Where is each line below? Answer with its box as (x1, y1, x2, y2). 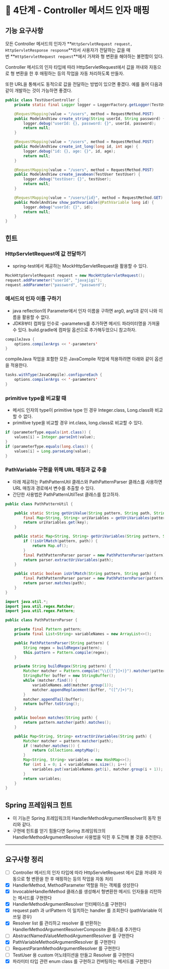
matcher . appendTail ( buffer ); (23, 696, 84, 702)
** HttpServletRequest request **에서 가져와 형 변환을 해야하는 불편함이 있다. (10, 54, 164, 59)
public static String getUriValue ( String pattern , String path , (14, 510, 152, 516)
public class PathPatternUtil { (5, 501, 73, 506)
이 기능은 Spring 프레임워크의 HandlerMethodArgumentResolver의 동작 (12, 815, 156, 821)
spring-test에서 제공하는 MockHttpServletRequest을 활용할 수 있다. (12, 262, 148, 269)
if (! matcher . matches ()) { (23, 743, 80, 748)
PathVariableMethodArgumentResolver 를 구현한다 (12, 939, 116, 945)
